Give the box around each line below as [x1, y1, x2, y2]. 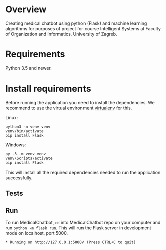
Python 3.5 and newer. [5, 65, 52, 71]
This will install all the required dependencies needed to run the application [5, 169, 161, 175]
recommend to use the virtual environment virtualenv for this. [5, 105, 132, 111]
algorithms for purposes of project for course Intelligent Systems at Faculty [5, 25, 161, 31]
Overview [5, 4, 47, 15]
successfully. [5, 175, 33, 181]
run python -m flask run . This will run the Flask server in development [5, 225, 152, 231]
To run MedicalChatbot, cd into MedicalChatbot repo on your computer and [5, 220, 161, 226]
